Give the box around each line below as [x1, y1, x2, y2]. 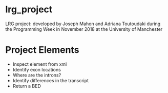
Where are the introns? [12, 72, 61, 78]
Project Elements [5, 44, 79, 56]
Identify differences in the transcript [12, 77, 89, 83]
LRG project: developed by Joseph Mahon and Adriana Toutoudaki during [5, 21, 161, 27]
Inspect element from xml [12, 61, 67, 67]
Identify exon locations [12, 66, 61, 72]
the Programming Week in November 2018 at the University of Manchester [5, 26, 163, 32]
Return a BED [12, 83, 41, 89]
